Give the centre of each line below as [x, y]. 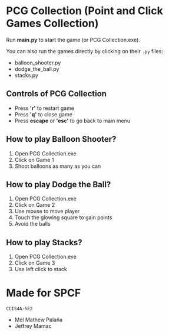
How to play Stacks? [44, 243]
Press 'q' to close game [43, 114]
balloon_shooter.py [38, 63]
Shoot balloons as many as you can [58, 166]
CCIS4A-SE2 [19, 309]
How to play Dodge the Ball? [59, 184]
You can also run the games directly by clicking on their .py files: [85, 51]
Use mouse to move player [47, 212]
